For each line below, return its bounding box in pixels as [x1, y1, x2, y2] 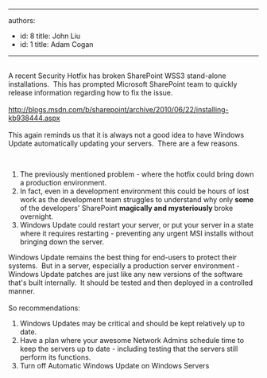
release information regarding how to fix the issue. [8, 88, 173, 97]
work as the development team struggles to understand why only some [19, 195, 254, 204]
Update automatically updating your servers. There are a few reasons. [8, 138, 240, 148]
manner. [8, 286, 36, 295]
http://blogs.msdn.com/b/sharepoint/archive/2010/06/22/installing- [8, 105, 229, 114]
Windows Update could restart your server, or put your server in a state [19, 220, 254, 229]
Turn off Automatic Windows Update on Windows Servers [19, 361, 210, 370]
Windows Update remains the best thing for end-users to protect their [8, 252, 237, 262]
